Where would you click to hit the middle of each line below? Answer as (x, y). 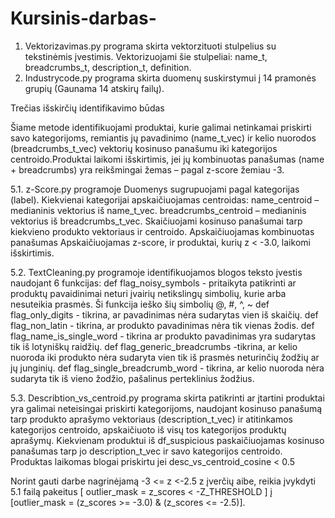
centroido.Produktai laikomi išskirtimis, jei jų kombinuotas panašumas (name (167, 159)
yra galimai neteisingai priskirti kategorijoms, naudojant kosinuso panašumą (166, 408)
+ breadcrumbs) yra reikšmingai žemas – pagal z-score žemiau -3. (147, 169)
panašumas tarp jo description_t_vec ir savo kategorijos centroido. (146, 451)
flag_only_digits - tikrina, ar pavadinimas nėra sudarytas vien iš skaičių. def (164, 314)
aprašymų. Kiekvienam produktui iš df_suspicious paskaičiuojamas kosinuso (167, 440)
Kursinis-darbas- (83, 18)
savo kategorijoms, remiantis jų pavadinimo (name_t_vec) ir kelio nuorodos (163, 138)
